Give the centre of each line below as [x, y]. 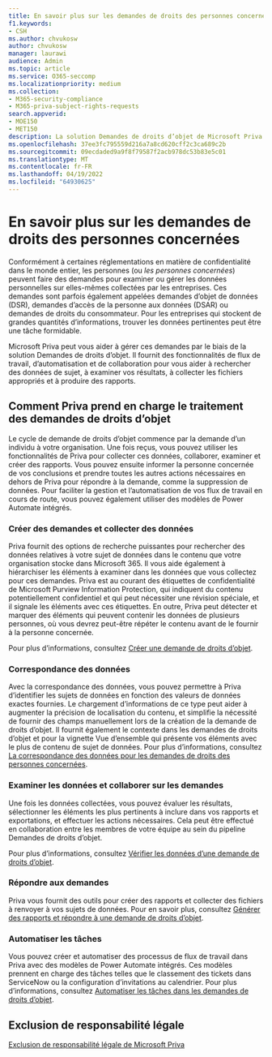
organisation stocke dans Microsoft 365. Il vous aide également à [117, 563]
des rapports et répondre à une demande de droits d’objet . [106, 917]
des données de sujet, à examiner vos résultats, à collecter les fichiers [126, 372]
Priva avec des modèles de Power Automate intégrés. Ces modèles [121, 965]
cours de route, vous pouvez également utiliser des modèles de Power [126, 499]
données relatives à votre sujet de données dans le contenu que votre [125, 554]
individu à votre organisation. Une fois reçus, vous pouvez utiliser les [123, 447]
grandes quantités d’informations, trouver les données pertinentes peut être [135, 322]
